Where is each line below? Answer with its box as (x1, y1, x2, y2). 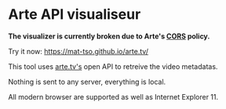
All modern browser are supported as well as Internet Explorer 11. (8, 92, 219, 101)
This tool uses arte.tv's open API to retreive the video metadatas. (8, 61, 218, 71)
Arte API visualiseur (8, 5, 141, 24)
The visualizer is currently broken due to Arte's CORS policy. (8, 31, 210, 41)
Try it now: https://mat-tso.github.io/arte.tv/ (8, 46, 149, 56)
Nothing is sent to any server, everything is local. (8, 77, 166, 86)
